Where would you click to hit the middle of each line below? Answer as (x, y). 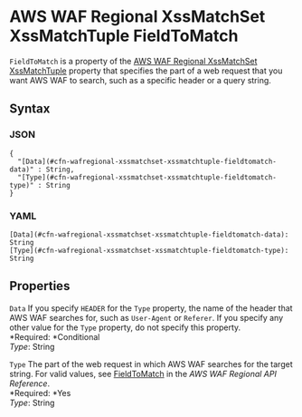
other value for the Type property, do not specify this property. (125, 327)
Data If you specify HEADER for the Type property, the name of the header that (151, 308)
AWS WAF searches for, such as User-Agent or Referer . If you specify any (146, 317)
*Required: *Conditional (55, 336)
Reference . (30, 383)
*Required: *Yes (40, 393)
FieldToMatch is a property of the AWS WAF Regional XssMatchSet (133, 61)
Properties (40, 286)
